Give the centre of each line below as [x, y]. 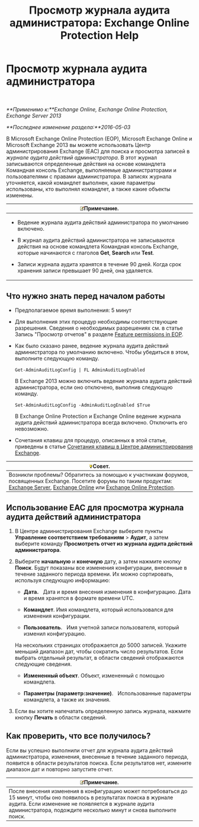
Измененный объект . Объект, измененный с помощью [94, 676]
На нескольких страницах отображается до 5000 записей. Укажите [101, 645]
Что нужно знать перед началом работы [86, 296]
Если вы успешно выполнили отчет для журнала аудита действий [90, 750]
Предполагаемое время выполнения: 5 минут [73, 310]
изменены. [20, 195]
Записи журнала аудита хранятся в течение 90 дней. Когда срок [99, 264]
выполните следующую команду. [57, 358]
